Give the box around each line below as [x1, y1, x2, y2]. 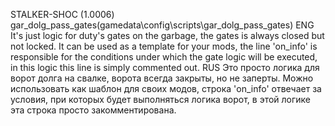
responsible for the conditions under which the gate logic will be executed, [10, 51, 318, 63]
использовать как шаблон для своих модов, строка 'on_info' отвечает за [10, 83, 322, 94]
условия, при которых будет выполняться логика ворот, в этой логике [10, 94, 312, 105]
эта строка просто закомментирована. [10, 104, 177, 116]
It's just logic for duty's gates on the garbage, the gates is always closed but [10, 30, 325, 41]
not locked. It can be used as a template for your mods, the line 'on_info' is [10, 40, 318, 52]
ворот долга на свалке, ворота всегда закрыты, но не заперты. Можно [10, 72, 314, 84]
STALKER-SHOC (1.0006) [10, 9, 115, 20]
